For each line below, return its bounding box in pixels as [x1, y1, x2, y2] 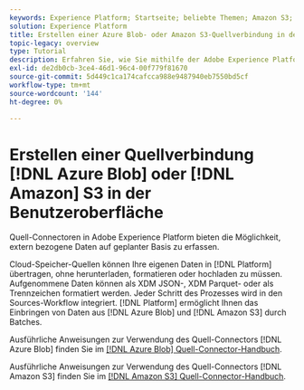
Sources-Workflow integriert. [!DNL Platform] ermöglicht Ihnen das [9, 298, 259, 309]
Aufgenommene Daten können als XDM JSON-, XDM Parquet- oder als [9, 278, 274, 290]
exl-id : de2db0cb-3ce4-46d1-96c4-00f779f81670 [9, 64, 188, 73]
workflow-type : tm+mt [9, 81, 91, 90]
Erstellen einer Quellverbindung [9, 144, 255, 165]
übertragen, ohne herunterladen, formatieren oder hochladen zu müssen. [9, 269, 283, 280]
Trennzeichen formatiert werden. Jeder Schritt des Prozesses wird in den [9, 288, 283, 299]
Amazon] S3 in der [9, 183, 152, 204]
